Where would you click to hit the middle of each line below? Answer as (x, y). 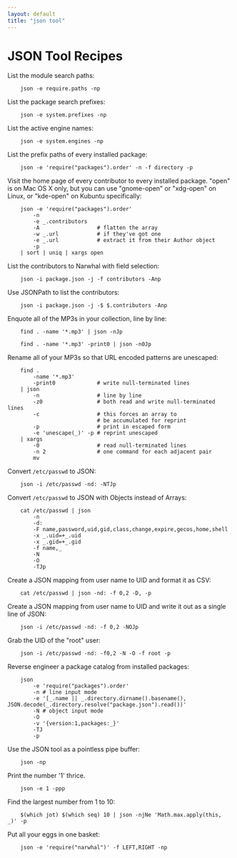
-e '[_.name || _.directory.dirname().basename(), (110, 699)
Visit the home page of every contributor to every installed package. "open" (119, 181)
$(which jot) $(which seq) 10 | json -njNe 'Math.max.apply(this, (121, 815)
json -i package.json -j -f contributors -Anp (91, 279)
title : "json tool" (36, 21)
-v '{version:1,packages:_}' (76, 724)
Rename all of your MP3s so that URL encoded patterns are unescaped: (113, 358)
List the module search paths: (51, 76)
